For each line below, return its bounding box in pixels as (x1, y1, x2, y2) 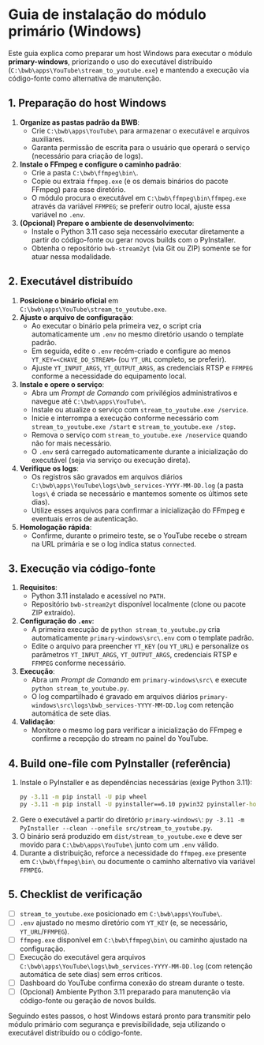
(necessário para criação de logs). (31, 151, 143, 160)
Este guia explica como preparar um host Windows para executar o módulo (8, 48, 253, 58)
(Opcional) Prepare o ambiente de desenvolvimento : (19, 218, 195, 227)
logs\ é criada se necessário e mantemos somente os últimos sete (31, 488, 248, 498)
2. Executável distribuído (8, 275, 133, 288)
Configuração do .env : (19, 616, 95, 626)
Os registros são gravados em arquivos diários (31, 472, 183, 481)
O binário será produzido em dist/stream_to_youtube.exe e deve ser (19, 831, 243, 840)
